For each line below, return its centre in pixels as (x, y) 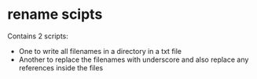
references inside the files (61, 67)
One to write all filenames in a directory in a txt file (100, 51)
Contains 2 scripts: (38, 36)
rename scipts (55, 14)
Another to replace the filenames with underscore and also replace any (134, 59)
